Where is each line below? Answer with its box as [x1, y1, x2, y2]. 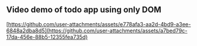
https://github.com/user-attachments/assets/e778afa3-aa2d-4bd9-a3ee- [8, 20, 191, 27]
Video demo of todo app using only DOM [6, 5, 161, 15]
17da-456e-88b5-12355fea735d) [6, 33, 88, 41]
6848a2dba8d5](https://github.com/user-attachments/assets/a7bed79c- [6, 27, 188, 34]
